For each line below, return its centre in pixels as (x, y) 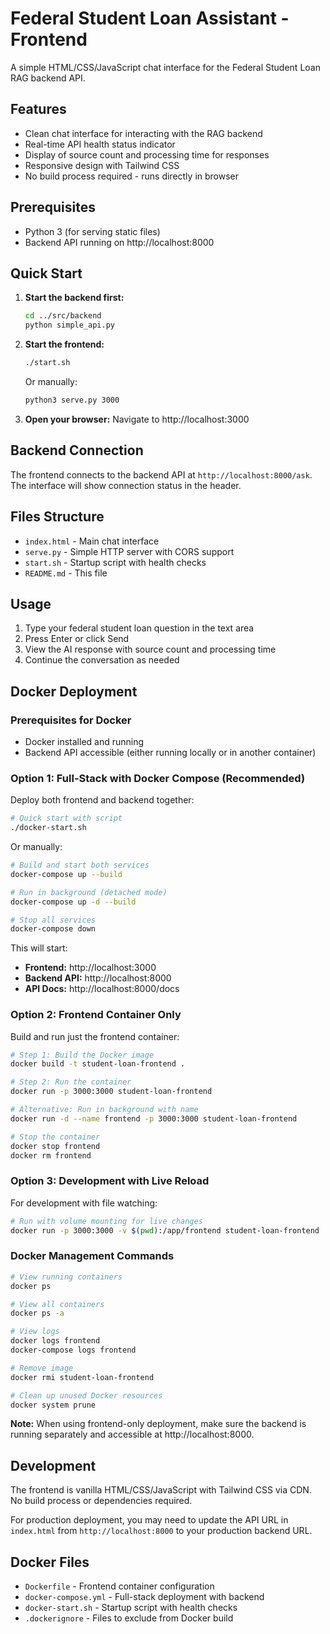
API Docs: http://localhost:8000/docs (102, 989)
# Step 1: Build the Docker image (82, 1055)
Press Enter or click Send (77, 639)
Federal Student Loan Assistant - (150, 18)
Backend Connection (77, 450)
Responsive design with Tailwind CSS (102, 165)
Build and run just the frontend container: (95, 1036)
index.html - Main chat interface (92, 541)
